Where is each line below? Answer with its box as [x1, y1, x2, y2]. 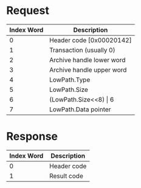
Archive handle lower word [49, 55, 126, 64]
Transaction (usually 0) [49, 46, 115, 54]
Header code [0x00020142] [49, 36, 132, 44]
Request [6, 4, 50, 18]
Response [6, 130, 58, 144]
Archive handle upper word [49, 65, 127, 74]
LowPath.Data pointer [49, 105, 111, 113]
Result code [49, 172, 83, 180]
